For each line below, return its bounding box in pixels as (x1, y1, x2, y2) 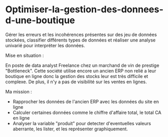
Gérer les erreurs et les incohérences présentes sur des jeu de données (5, 31, 157, 37)
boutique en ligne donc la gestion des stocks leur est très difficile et (5, 73, 149, 79)
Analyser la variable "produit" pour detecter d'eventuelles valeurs (12, 120, 151, 126)
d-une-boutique (5, 14, 75, 26)
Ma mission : (5, 88, 32, 94)
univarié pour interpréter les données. (5, 42, 86, 48)
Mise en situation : (5, 52, 45, 58)
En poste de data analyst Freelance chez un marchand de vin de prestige (5, 62, 160, 68)
